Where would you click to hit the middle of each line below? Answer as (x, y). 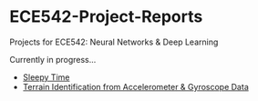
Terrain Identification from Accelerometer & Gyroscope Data (135, 86)
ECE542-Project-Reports (106, 17)
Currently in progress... (53, 59)
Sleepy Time (46, 77)
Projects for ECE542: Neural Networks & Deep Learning (114, 42)
